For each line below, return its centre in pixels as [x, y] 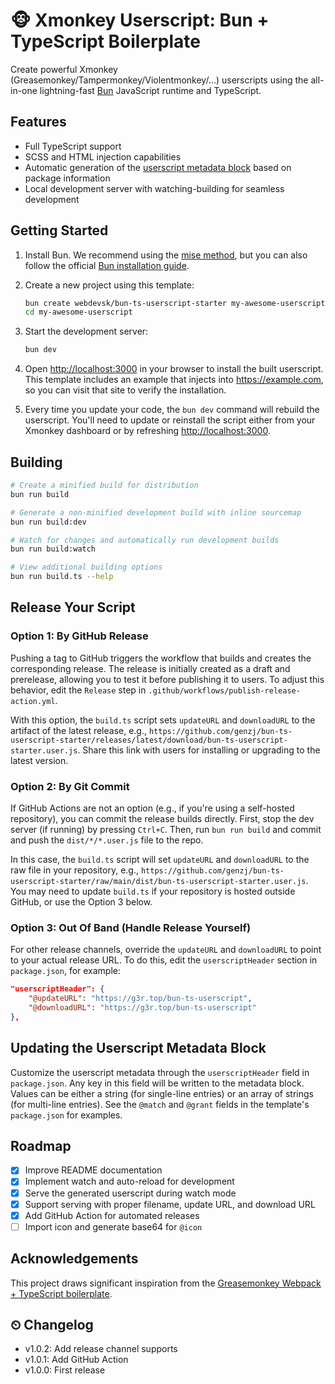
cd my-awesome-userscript [78, 312]
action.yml [33, 701]
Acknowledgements [74, 1259]
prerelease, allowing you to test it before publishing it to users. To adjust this [167, 679]
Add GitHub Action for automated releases [112, 1215]
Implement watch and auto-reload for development [129, 1181]
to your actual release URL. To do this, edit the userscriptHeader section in [164, 960]
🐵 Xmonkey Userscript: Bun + [140, 20]
